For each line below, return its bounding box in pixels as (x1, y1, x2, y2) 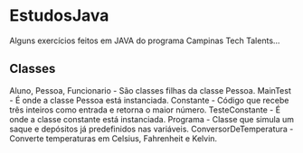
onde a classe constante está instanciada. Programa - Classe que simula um (9, 113, 295, 124)
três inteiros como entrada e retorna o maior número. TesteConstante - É (9, 104, 281, 115)
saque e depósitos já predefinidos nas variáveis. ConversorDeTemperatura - (9, 123, 294, 134)
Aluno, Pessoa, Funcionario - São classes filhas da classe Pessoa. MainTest (9, 85, 291, 95)
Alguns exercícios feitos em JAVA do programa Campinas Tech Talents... (9, 35, 280, 46)
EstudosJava (9, 5, 109, 26)
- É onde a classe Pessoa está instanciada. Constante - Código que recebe (9, 94, 289, 105)
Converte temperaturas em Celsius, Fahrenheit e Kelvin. (9, 132, 218, 144)
